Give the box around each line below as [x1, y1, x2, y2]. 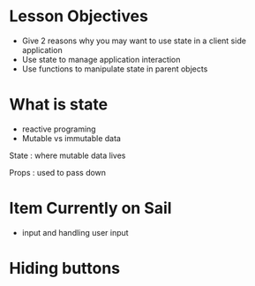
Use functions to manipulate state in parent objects [21, 64, 208, 74]
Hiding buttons [9, 259, 121, 278]
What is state [9, 94, 109, 115]
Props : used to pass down [9, 167, 107, 177]
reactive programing [21, 124, 96, 134]
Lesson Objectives [9, 6, 148, 26]
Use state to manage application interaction [21, 54, 181, 64]
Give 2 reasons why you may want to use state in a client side [21, 35, 247, 46]
